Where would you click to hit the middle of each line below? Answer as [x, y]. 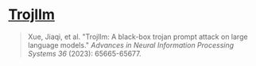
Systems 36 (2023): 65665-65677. [84, 53]
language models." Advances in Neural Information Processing [131, 45]
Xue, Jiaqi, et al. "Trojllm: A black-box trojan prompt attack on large [138, 37]
